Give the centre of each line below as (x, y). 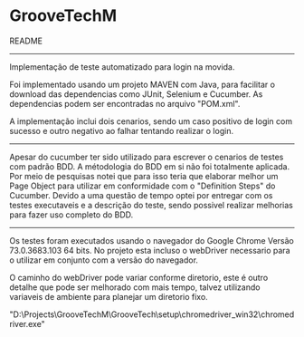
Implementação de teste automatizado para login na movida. (122, 67)
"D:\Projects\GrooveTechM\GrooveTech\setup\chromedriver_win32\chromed (152, 314)
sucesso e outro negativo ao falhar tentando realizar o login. (121, 130)
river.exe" (27, 323)
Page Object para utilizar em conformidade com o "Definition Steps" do (142, 186)
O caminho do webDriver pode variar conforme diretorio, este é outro (139, 277)
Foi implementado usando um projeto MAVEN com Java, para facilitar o (142, 84)
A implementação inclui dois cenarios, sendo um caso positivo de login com (151, 121)
